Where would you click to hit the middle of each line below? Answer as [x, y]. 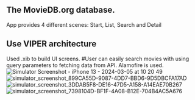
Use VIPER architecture [51, 44]
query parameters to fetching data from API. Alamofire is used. [85, 65]
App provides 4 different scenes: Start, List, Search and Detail [84, 24]
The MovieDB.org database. [61, 10]
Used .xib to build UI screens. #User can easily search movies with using [98, 59]
